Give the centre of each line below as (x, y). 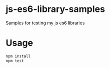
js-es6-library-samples (55, 9)
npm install (18, 56)
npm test (15, 61)
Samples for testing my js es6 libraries (45, 23)
